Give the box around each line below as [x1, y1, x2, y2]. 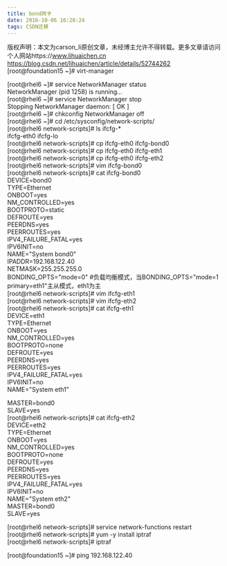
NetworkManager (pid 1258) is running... [7, 88, 122, 96]
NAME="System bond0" [7, 250, 77, 258]
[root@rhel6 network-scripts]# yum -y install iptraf [7, 531, 152, 539]
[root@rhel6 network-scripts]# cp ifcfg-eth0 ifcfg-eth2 [7, 154, 164, 163]
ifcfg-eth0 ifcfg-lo [7, 132, 59, 140]
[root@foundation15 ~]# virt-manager [7, 67, 114, 75]
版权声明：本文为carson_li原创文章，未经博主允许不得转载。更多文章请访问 [7, 43, 221, 51]
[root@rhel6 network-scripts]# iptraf [7, 538, 112, 546]
